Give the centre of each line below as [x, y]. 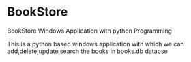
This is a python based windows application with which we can [95, 44]
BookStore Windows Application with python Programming [90, 31]
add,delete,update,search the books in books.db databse [88, 51]
